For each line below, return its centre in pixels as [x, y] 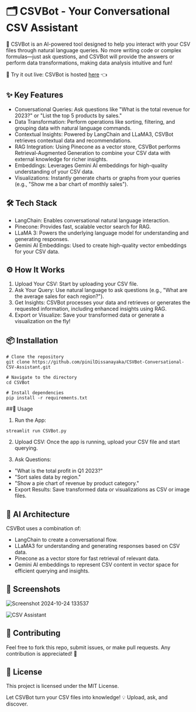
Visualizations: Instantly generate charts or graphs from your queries [97, 178]
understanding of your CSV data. [54, 171]
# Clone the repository [35, 357]
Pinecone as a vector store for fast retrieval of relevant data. [87, 558]
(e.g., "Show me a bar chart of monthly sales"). [71, 184]
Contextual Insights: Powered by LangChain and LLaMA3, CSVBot [94, 134]
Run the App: [30, 421]
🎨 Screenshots [33, 589]
